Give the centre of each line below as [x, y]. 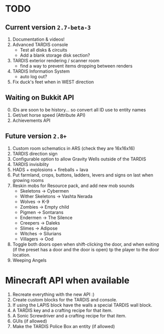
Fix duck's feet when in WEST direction [53, 82]
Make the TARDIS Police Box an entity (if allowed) [64, 326]
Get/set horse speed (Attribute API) [49, 115]
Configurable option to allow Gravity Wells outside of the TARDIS [79, 159]
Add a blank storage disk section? [55, 55]
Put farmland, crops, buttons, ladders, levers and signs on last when [83, 175]
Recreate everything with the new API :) [53, 294]
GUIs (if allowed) [30, 321]
